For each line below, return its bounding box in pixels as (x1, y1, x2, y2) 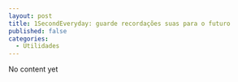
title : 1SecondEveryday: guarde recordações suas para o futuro (8, 19, 231, 28)
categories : (8, 34, 49, 43)
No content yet (8, 64, 58, 74)
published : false (8, 27, 67, 35)
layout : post (8, 11, 53, 20)
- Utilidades (15, 42, 60, 50)
